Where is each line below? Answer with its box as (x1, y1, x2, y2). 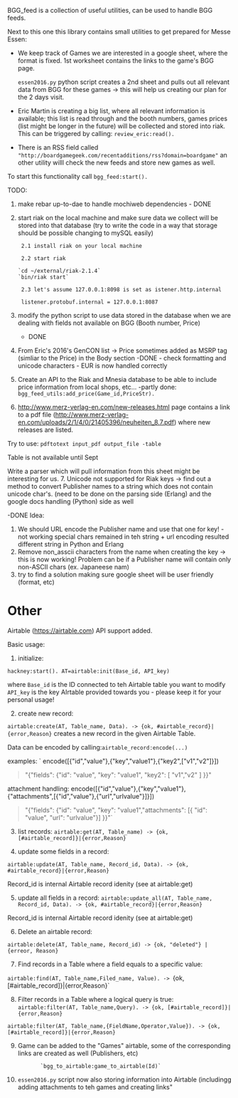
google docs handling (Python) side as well (7, 497, 134, 505)
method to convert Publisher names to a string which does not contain (7, 482, 213, 490)
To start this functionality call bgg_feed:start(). (7, 172, 148, 180)
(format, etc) (17, 578, 55, 586)
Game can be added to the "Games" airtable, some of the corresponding (17, 1041, 231, 1050)
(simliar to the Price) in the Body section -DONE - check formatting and (17, 354, 227, 362)
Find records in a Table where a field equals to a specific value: (17, 960, 203, 968)
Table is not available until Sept (7, 453, 99, 462)
